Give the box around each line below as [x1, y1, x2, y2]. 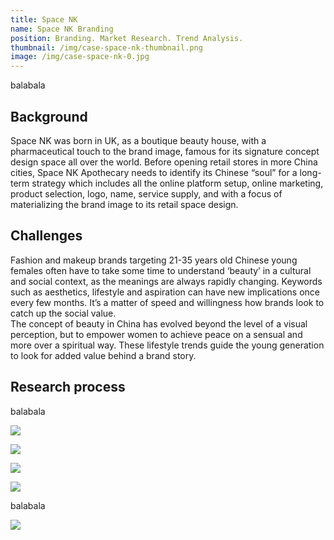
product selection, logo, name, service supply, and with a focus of [10, 187, 283, 200]
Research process [10, 379, 126, 396]
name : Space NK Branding [10, 24, 114, 34]
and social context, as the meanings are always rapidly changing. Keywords [10, 275, 323, 287]
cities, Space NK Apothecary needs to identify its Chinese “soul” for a [10, 166, 298, 178]
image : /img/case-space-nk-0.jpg [10, 52, 150, 62]
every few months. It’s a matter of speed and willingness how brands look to [10, 296, 325, 308]
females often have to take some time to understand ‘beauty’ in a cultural [10, 264, 312, 276]
